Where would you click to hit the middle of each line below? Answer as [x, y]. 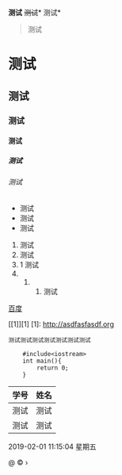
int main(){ [42, 361]
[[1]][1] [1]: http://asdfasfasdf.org [61, 324]
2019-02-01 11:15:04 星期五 [52, 446]
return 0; [53, 368]
